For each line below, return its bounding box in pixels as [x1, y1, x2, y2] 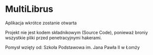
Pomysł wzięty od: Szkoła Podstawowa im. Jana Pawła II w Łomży [5, 44, 140, 50]
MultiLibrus [5, 3, 53, 15]
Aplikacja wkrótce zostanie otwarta [5, 20, 77, 26]
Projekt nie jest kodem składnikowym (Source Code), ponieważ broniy [5, 29, 148, 35]
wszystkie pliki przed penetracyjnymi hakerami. [5, 35, 102, 41]
